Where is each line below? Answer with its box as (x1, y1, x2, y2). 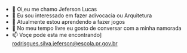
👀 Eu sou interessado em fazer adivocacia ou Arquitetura (11, 12, 152, 19)
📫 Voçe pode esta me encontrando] (11, 32, 102, 38)
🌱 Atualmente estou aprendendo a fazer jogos (11, 18, 125, 25)
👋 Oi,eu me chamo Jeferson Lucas (11, 6, 97, 13)
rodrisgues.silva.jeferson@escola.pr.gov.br (11, 40, 118, 47)
